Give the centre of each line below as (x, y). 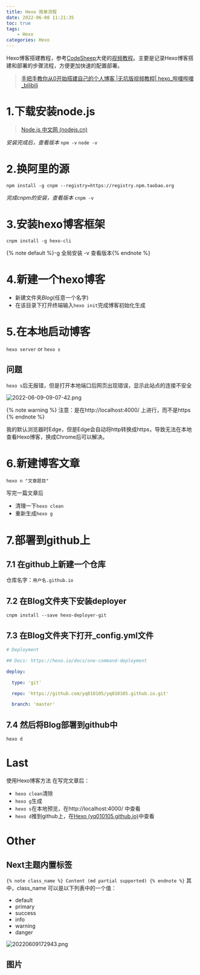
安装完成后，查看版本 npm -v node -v (52, 142)
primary (25, 907)
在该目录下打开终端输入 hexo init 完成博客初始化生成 (80, 305)
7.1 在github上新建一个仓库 (56, 565)
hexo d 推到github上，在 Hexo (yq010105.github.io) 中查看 (85, 816)
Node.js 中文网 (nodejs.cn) (54, 129)
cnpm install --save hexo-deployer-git (56, 615)
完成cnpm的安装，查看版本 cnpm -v (50, 197)
